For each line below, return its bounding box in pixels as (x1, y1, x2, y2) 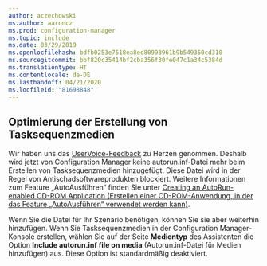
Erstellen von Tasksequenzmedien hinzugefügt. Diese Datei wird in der (8, 166, 241, 175)
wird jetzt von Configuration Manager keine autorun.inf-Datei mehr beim (8, 157, 245, 167)
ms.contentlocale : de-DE (8, 71, 91, 79)
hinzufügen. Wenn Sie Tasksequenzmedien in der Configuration (8, 224, 218, 233)
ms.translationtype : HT (8, 64, 88, 72)
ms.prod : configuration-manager (8, 26, 116, 34)
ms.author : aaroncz (8, 19, 73, 27)
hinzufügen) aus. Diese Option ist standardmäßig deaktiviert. (8, 248, 209, 259)
